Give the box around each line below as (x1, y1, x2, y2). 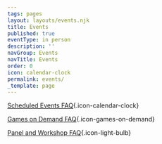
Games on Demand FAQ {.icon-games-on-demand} (7, 115, 155, 124)
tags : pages (7, 10, 42, 18)
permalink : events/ (7, 75, 65, 83)
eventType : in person (7, 37, 71, 44)
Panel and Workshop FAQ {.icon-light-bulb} (7, 129, 132, 137)
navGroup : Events (7, 50, 58, 57)
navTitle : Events (7, 56, 58, 63)
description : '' (7, 43, 55, 50)
